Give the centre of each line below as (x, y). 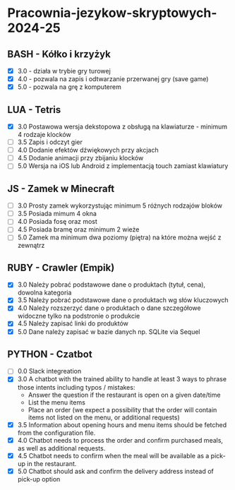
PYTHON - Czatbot (50, 354)
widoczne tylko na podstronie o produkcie (79, 316)
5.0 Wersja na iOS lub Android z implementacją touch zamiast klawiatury (123, 166)
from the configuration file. (56, 433)
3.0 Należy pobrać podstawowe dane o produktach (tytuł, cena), (112, 285)
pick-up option (39, 479)
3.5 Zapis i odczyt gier (50, 142)
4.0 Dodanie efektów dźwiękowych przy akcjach (88, 150)
